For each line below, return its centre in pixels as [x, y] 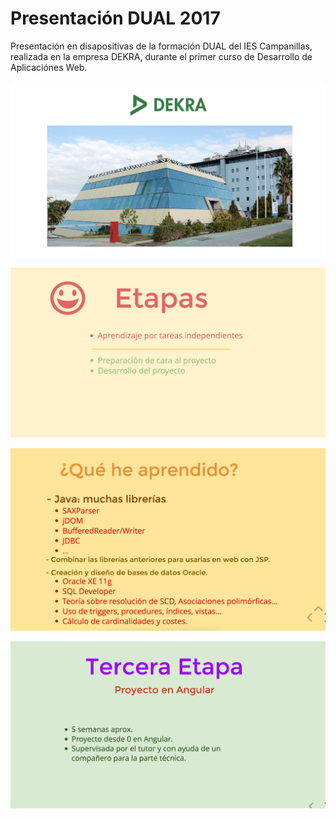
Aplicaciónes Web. [49, 67]
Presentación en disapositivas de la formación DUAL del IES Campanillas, [161, 46]
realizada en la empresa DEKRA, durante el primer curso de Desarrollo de [161, 56]
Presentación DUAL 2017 [115, 18]
